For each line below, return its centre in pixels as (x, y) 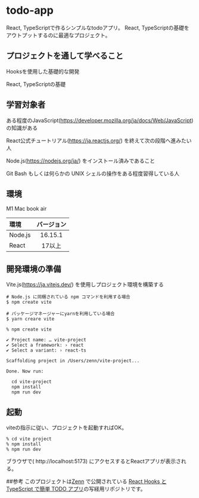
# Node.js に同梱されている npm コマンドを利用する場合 (68, 297)
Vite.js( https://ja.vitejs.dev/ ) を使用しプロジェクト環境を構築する (85, 285)
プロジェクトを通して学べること (65, 56)
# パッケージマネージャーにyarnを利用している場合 (60, 314)
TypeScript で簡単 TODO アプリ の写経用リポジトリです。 (76, 489)
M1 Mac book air (27, 209)
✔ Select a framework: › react (45, 345)
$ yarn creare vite (30, 319)
